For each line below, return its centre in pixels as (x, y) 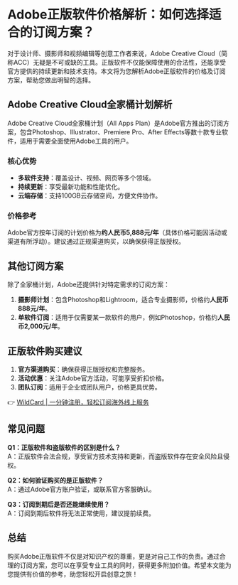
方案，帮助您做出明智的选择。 (51, 80)
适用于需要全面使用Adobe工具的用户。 (76, 141)
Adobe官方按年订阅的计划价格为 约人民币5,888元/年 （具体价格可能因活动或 (117, 232)
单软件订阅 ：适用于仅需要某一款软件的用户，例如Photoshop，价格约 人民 (124, 318)
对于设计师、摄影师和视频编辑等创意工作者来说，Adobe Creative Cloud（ (114, 53)
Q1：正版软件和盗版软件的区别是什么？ (64, 447)
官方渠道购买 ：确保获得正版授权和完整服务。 (83, 369)
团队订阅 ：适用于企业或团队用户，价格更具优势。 (89, 387)
